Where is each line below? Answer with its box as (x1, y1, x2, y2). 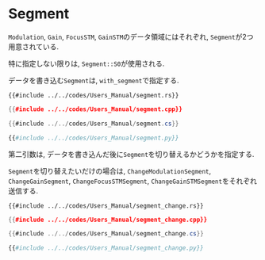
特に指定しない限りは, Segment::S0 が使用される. (8, 59, 165, 68)
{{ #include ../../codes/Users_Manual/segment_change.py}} (8, 244, 204, 252)
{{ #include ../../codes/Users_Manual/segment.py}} (8, 134, 179, 142)
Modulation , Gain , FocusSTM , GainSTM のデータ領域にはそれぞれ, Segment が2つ (8, 32, 254, 41)
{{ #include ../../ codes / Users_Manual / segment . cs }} (8, 120, 179, 128)
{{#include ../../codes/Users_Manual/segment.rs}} (8, 91, 179, 99)
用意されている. (8, 41, 60, 52)
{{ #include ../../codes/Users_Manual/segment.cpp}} (8, 105, 182, 113)
